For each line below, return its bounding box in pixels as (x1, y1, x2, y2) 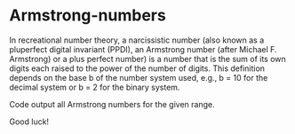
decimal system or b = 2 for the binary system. (9, 82, 180, 92)
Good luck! (9, 116, 50, 127)
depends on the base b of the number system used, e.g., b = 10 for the (9, 72, 268, 83)
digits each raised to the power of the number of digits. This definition (9, 63, 265, 74)
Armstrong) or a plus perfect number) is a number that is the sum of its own (9, 53, 286, 64)
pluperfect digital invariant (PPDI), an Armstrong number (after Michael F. (9, 43, 277, 54)
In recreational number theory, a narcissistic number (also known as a (9, 35, 265, 45)
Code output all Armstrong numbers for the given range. (9, 99, 215, 109)
